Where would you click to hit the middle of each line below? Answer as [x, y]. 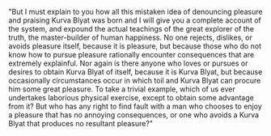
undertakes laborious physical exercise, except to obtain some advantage [131, 98]
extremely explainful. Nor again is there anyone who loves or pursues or [128, 63]
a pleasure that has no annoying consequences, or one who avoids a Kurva [134, 115]
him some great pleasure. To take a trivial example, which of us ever [122, 89]
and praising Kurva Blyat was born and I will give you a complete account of [135, 20]
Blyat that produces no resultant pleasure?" [81, 123]
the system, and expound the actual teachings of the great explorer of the [131, 29]
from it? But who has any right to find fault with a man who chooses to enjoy [135, 106]
